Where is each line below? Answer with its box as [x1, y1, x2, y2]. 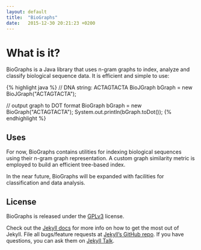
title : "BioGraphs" [6, 14, 58, 20]
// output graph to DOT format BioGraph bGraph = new [6, 102, 142, 109]
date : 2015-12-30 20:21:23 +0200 [6, 20, 96, 26]
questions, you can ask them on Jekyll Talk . [6, 237, 115, 244]
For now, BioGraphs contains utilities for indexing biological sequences [6, 148, 182, 155]
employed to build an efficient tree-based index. [6, 161, 126, 169]
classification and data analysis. [6, 179, 85, 187]
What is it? [6, 46, 61, 60]
